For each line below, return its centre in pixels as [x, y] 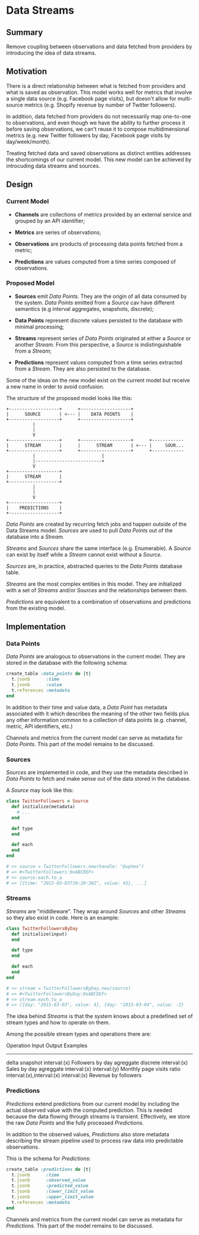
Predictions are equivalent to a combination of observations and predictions [99, 602]
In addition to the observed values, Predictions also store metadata [88, 1134]
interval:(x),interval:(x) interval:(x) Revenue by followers [74, 1075]
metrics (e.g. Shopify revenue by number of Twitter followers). [100, 105]
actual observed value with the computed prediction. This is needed [89, 1110]
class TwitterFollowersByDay [42, 928]
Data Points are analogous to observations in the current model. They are [96, 656]
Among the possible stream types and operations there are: [79, 1034]
